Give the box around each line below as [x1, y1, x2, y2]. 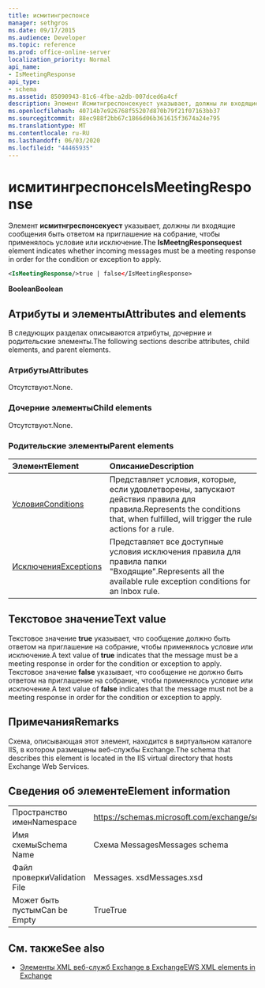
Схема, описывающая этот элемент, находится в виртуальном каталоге [8, 736, 252, 746]
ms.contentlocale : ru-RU [8, 129, 90, 137]
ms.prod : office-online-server [8, 48, 111, 56]
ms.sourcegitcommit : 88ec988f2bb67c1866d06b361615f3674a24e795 [8, 115, 221, 123]
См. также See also [8, 941, 105, 955]
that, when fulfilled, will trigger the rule [109, 513, 252, 524]
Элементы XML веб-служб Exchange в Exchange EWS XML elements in [19, 963, 256, 972]
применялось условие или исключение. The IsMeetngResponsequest [8, 238, 242, 248]
